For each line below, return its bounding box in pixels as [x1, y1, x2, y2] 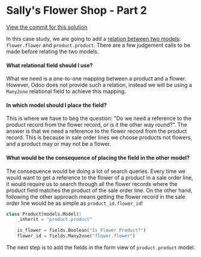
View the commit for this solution [6, 23, 88, 31]
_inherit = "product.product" [17, 217, 93, 223]
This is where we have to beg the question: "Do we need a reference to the [6, 115, 192, 122]
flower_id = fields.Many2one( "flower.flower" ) [17, 233, 136, 239]
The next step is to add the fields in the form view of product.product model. [6, 244, 196, 251]
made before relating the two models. [6, 47, 99, 55]
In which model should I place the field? [6, 101, 107, 109]
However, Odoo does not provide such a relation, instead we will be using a [6, 82, 193, 89]
